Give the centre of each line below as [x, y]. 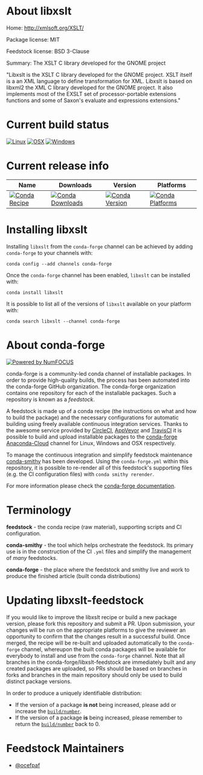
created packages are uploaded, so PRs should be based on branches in [97, 668]
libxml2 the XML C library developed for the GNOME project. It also [90, 87]
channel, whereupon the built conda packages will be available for [103, 649]
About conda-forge [56, 345]
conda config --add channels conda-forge [59, 264]
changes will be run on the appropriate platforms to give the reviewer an [96, 630]
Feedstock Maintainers [65, 748]
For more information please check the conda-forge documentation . [91, 486]
